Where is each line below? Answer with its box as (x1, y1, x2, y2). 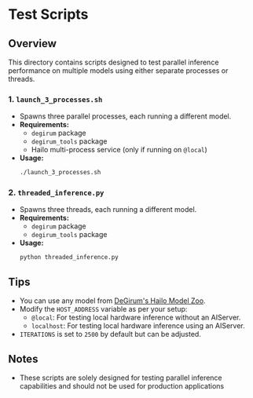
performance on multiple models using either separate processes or (8, 66, 229, 75)
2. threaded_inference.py (8, 187, 104, 198)
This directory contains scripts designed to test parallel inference (8, 57, 219, 67)
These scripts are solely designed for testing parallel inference (19, 373, 222, 382)
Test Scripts (8, 5, 89, 24)
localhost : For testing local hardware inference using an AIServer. (31, 321, 245, 330)
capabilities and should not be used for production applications (19, 381, 225, 390)
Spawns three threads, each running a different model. (19, 205, 197, 214)
